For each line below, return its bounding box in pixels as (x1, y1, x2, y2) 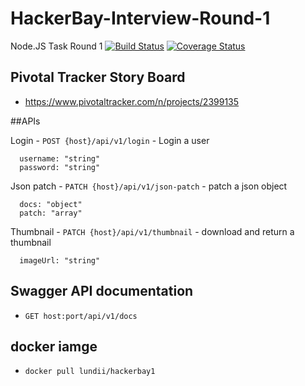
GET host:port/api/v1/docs (24, 311, 138, 321)
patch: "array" (19, 208, 83, 218)
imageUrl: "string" (19, 255, 101, 266)
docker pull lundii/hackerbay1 (24, 367, 156, 377)
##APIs (10, 115, 41, 127)
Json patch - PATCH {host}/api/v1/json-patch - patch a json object (10, 180, 288, 192)
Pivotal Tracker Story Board (10, 69, 186, 86)
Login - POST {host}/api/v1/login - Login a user (10, 134, 210, 146)
